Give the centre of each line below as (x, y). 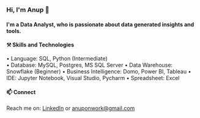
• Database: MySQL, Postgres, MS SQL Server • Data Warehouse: (90, 65)
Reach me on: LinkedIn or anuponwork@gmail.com (71, 108)
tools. (14, 31)
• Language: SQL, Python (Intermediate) (57, 58)
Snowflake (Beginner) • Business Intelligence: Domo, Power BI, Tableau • (99, 71)
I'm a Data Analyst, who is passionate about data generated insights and (100, 24)
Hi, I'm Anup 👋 (28, 10)
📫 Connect (21, 92)
